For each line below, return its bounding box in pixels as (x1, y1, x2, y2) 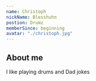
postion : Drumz (6, 20, 44, 25)
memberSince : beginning (6, 25, 65, 31)
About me (6, 53, 43, 63)
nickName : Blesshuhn (6, 14, 57, 20)
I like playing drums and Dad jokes (6, 68, 90, 75)
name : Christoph (6, 8, 46, 15)
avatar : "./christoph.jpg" (6, 31, 73, 37)
